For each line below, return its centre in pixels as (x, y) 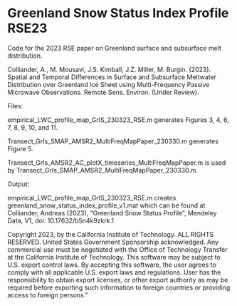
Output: (19, 184)
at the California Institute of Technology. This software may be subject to (114, 257)
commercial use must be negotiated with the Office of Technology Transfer (117, 249)
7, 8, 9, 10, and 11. (33, 127)
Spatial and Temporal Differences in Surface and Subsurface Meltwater (112, 77)
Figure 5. (20, 148)
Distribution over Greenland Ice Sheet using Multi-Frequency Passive (109, 84)
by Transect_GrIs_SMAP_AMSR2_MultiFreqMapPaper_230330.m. (102, 170)
